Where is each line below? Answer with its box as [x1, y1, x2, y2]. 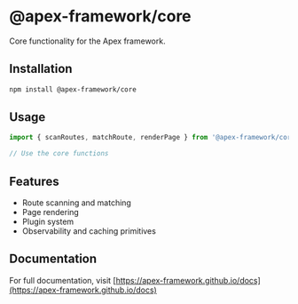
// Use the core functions [9, 149, 109, 158]
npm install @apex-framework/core [9, 84, 137, 94]
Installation [9, 61, 73, 76]
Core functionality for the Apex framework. [9, 36, 166, 46]
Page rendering [21, 207, 80, 217]
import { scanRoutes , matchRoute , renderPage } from [9, 133, 208, 142]
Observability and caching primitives [21, 226, 157, 236]
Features [9, 173, 59, 188]
